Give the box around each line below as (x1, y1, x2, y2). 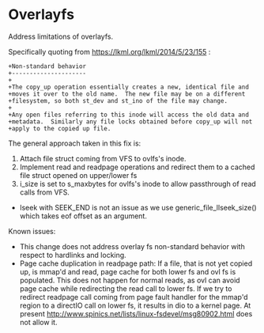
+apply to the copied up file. (8, 124, 111, 132)
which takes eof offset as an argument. (19, 211, 148, 221)
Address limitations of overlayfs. (8, 32, 113, 41)
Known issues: (8, 226, 56, 236)
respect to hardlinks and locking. (19, 250, 126, 259)
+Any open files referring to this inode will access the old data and (8, 111, 249, 119)
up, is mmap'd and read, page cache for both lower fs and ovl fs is (19, 267, 236, 276)
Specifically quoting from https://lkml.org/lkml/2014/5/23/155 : (8, 47, 211, 56)
